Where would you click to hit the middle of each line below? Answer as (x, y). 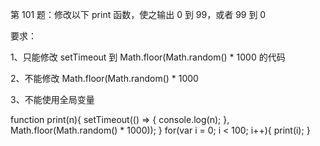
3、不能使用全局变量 (52, 99)
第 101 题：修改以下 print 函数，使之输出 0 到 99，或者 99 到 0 (138, 14)
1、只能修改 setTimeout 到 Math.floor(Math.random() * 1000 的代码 (148, 57)
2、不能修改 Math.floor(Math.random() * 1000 (104, 78)
